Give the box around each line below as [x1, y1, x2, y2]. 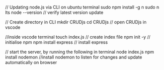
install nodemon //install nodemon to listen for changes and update [5, 54, 143, 60]
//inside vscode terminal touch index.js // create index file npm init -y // [5, 34, 151, 40]
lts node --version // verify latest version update [5, 9, 103, 15]
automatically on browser [5, 60, 57, 65]
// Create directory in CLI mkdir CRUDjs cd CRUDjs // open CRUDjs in [5, 19, 147, 25]
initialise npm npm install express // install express [5, 39, 108, 45]
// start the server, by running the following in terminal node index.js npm [5, 49, 154, 55]
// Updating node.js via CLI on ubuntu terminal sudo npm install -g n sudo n [5, 4, 160, 10]
